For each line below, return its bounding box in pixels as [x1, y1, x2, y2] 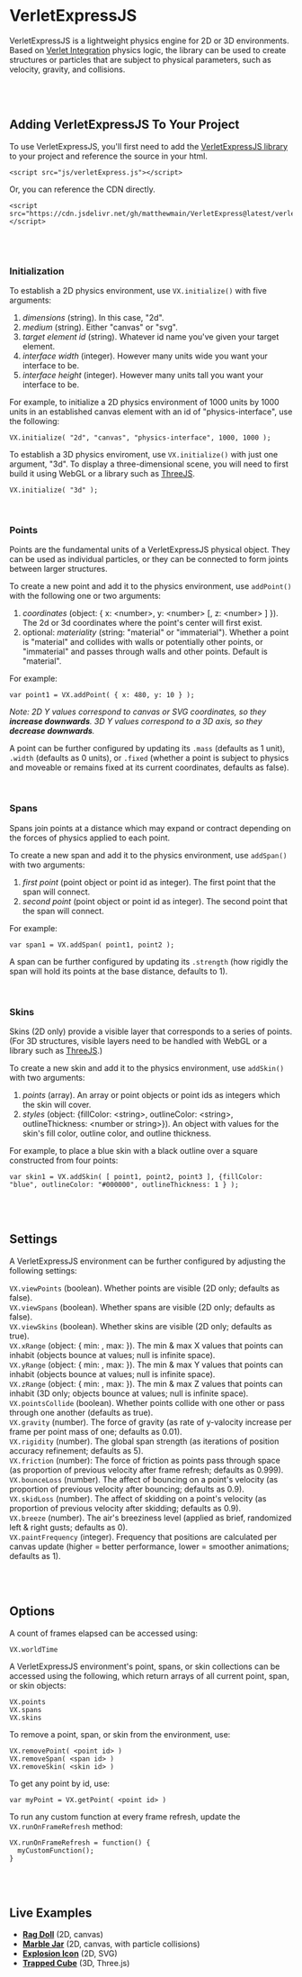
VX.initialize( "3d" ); [9, 485, 99, 495]
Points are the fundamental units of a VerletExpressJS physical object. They [9, 544, 290, 555]
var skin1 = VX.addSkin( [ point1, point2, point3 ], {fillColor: [9, 1172, 263, 1181]
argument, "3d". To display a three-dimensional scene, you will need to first [9, 458, 289, 469]
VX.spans [9, 1705, 42, 1714]
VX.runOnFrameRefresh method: [9, 1820, 123, 1831]
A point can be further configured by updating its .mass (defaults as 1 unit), [9, 743, 286, 754]
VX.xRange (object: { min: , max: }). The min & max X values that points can [9, 1339, 284, 1351]
